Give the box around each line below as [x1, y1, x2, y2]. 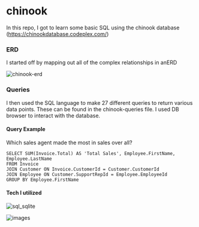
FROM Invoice [6, 161, 39, 167]
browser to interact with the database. [6, 112, 101, 119]
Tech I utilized [6, 189, 42, 196]
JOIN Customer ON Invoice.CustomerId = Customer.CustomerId [6, 166, 160, 172]
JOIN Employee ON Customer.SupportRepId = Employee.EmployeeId [6, 171, 168, 177]
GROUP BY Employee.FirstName [6, 177, 79, 183]
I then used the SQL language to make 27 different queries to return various [6, 99, 193, 106]
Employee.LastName [6, 156, 52, 162]
